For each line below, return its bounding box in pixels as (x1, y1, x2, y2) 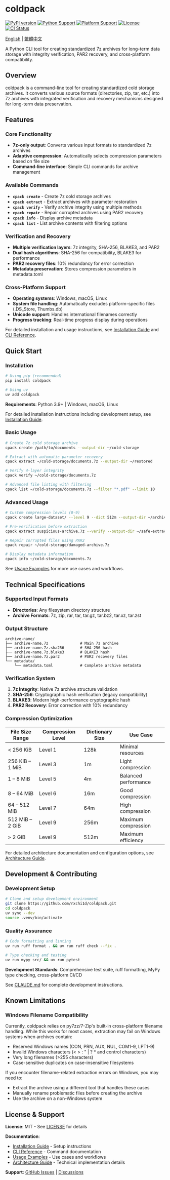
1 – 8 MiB (8, 775, 30, 782)
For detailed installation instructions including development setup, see (5, 411, 151, 417)
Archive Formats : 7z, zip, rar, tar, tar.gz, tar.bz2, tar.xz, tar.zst (12, 612, 142, 618)
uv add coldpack (5, 392, 39, 397)
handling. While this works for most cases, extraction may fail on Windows (5, 1029, 161, 1035)
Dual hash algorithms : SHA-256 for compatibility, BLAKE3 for (12, 250, 142, 256)
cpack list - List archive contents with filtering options (12, 220, 127, 226)
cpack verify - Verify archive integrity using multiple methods (12, 204, 142, 210)
